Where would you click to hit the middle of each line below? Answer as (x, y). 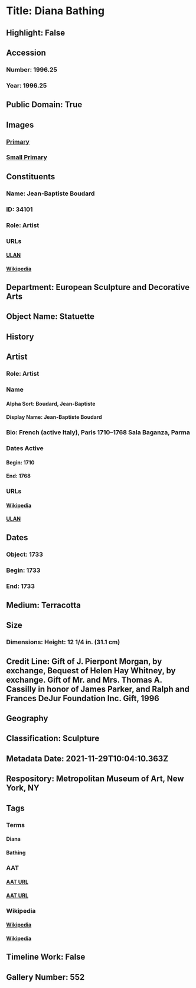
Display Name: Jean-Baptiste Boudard (54, 417)
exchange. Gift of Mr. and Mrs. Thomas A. (84, 679)
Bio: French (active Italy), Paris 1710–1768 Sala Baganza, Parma (98, 432)
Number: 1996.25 (32, 69)
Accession (26, 52)
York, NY (23, 788)
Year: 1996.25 (27, 85)
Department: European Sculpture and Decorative (98, 287)
